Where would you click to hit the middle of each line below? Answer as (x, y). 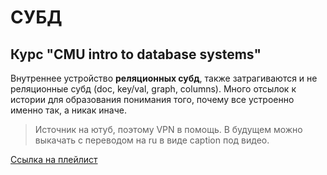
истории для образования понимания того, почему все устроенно (152, 99)
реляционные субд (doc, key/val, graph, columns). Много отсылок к (153, 89)
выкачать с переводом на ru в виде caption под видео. (152, 140)
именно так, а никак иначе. (68, 110)
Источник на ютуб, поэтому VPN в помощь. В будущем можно (168, 129)
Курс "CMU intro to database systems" (136, 54)
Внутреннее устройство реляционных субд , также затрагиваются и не (164, 78)
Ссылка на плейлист (54, 159)
